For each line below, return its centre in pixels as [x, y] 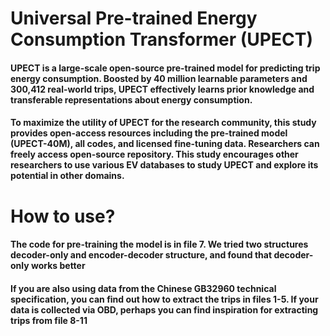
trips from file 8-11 [49, 320]
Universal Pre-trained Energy [134, 18]
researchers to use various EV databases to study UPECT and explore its [164, 165]
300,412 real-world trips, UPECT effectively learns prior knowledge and [162, 89]
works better [58, 266]
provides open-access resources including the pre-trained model [149, 133]
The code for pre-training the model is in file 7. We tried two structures [159, 244]
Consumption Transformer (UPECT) [161, 39]
